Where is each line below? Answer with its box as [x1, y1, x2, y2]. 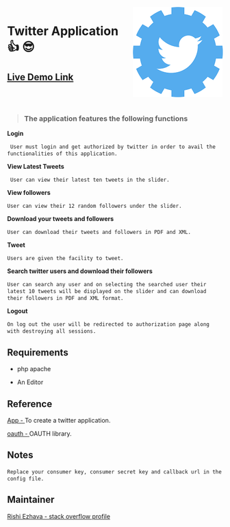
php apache [16, 365, 51, 373]
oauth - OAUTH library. [7, 429, 72, 438]
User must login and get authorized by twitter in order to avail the [10, 143, 216, 150]
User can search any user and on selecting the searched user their [7, 281, 207, 288]
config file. [7, 475, 44, 482]
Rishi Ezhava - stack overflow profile [7, 512, 111, 520]
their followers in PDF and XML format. [7, 295, 125, 302]
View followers [7, 189, 51, 197]
